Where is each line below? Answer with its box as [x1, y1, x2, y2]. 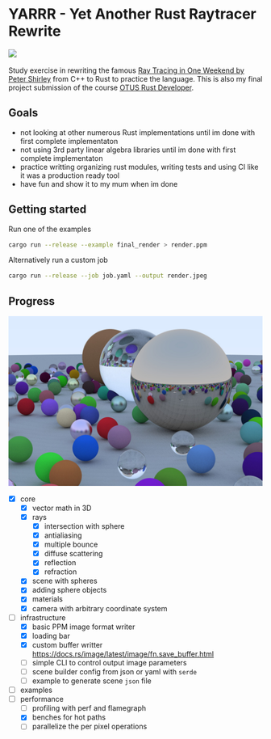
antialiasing [44, 530, 82, 540]
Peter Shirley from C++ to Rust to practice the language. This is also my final [8, 74, 263, 83]
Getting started [8, 203, 87, 217]
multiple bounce [44, 539, 98, 550]
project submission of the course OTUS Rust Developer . [8, 82, 194, 92]
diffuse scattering [44, 549, 103, 559]
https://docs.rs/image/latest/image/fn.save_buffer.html [31, 648, 215, 659]
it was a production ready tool [19, 171, 119, 180]
